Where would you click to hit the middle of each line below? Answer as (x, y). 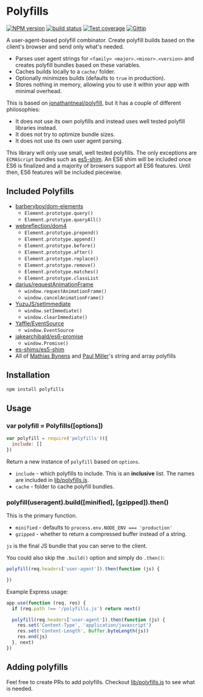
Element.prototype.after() (59, 252)
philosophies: (23, 109)
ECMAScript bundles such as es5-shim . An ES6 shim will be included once (99, 159)
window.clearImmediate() (56, 317)
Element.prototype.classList (61, 278)
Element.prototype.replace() (61, 258)
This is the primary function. (42, 516)
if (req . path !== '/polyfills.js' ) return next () (76, 608)
